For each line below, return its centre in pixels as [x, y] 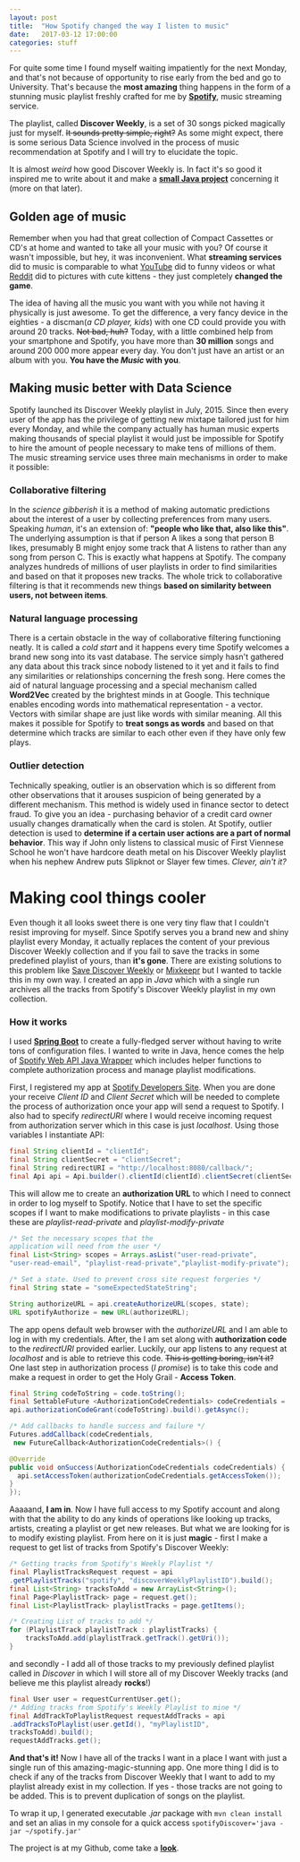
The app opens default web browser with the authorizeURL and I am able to [149, 1329]
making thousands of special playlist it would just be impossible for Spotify [146, 438]
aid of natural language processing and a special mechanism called [133, 685]
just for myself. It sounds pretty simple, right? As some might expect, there [146, 133]
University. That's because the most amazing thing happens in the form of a [150, 87]
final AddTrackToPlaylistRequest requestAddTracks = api [117, 1716]
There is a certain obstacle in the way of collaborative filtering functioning [145, 638]
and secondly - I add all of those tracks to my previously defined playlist [142, 1663]
